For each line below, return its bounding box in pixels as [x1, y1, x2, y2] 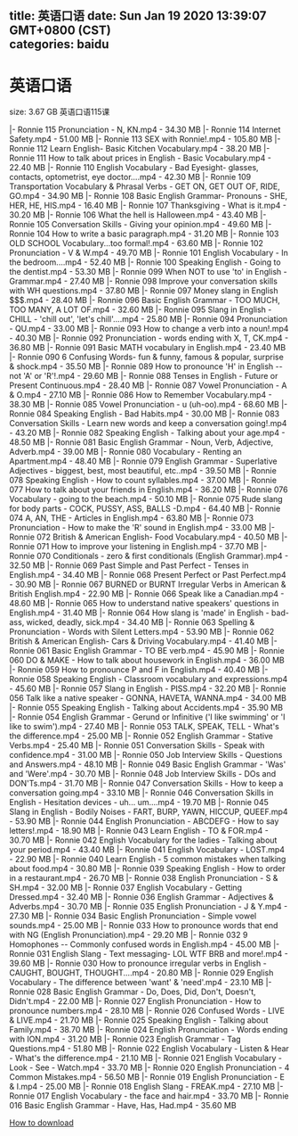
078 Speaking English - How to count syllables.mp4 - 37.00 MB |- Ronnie [9, 475, 278, 486]
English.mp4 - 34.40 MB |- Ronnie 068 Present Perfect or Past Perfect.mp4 [9, 570, 286, 580]
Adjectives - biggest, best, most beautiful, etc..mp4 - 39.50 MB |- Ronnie [9, 465, 278, 476]
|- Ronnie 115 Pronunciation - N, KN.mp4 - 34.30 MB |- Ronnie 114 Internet [9, 124, 281, 136]
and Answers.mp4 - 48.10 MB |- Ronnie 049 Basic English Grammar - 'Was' [9, 759, 286, 770]
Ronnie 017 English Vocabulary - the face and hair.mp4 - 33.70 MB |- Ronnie [9, 1091, 289, 1101]
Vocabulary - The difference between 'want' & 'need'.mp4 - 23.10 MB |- [9, 977, 272, 988]
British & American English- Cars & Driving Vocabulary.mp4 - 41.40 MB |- [9, 636, 278, 646]
